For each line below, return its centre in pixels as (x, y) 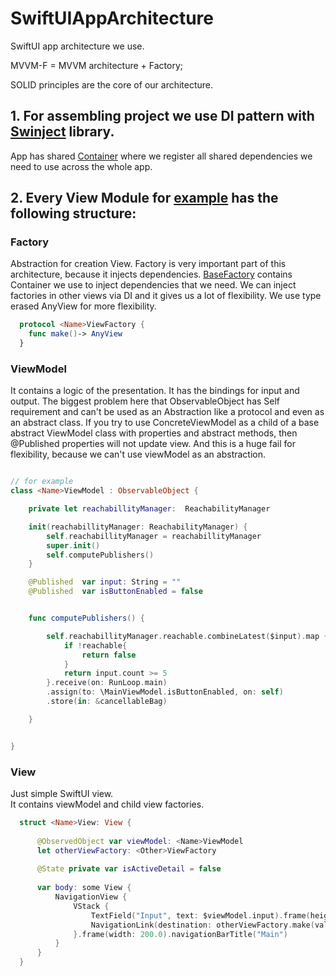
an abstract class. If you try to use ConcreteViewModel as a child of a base (165, 423)
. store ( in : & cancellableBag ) (107, 702)
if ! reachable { (95, 645)
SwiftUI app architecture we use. (77, 46)
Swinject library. (62, 132)
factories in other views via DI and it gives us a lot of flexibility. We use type (166, 296)
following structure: (73, 213)
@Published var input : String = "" (105, 582)
